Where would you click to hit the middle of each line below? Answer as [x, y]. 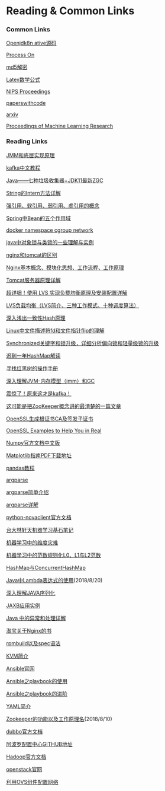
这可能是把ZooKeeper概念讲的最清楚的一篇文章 [64, 406]
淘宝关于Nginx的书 [29, 630]
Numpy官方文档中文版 [33, 442]
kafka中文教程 [23, 168]
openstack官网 [24, 769]
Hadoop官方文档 [26, 757]
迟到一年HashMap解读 [33, 355]
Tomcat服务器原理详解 [33, 280]
